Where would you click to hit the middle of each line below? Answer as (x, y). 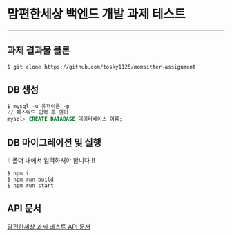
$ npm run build (30, 179)
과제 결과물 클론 (39, 50)
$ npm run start (30, 186)
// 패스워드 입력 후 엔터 (38, 113)
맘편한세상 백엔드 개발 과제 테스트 (96, 14)
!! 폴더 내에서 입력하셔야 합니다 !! (51, 160)
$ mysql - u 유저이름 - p (39, 106)
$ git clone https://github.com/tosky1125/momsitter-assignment (101, 67)
